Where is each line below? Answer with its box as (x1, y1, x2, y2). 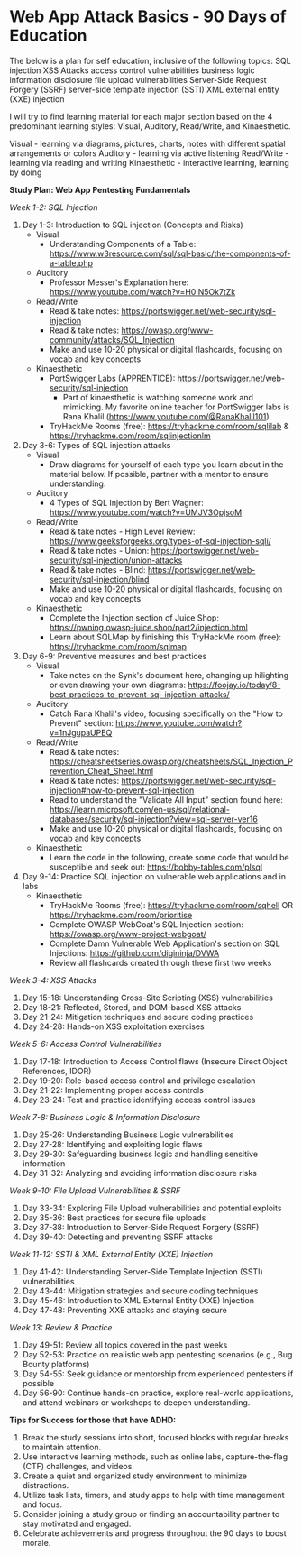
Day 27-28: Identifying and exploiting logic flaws (22, 1138, 203, 1149)
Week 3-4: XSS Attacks (9, 974, 97, 985)
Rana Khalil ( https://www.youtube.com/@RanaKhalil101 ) (62, 410, 270, 421)
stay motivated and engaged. (22, 1518, 132, 1529)
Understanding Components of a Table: (49, 238, 197, 249)
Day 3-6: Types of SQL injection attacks (22, 439, 171, 450)
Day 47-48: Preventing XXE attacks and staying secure (22, 1304, 227, 1315)
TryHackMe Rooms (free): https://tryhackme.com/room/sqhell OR (49, 899, 294, 910)
